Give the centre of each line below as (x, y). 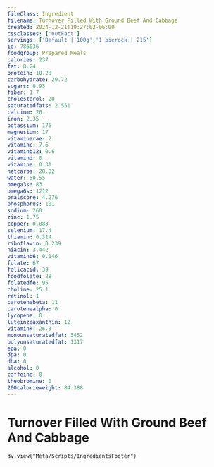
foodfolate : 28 (30, 276)
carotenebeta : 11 (33, 303)
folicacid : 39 (28, 269)
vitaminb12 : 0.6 (31, 152)
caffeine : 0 (25, 375)
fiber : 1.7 (23, 92)
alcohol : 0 (23, 368)
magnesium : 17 (28, 132)
